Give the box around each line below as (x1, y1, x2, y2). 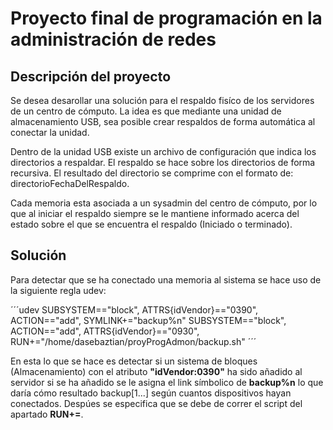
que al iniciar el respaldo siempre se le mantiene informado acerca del (10, 208, 300, 219)
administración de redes (10, 28, 217, 51)
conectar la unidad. (10, 127, 90, 138)
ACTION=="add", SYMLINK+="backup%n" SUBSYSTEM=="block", (10, 314, 287, 326)
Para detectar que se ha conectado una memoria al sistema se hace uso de (10, 273, 322, 286)
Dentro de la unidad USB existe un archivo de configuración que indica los (10, 146, 317, 157)
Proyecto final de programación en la (10, 7, 323, 30)
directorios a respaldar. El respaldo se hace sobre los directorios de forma (10, 157, 316, 168)
